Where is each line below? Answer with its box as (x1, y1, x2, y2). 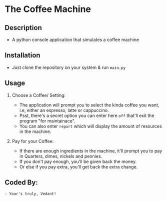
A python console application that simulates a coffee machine (11, 36, 139, 42)
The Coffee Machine (4, 3, 91, 15)
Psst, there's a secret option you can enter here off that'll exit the (19, 112, 154, 118)
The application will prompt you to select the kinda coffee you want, (19, 101, 159, 108)
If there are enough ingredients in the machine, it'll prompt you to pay (19, 147, 162, 153)
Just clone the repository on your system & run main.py (11, 64, 126, 70)
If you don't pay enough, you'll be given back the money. (19, 158, 137, 164)
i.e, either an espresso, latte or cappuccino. (19, 107, 109, 113)
